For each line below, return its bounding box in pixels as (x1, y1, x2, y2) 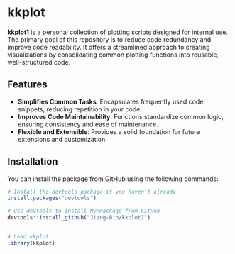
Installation (7, 155, 58, 167)
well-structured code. (7, 57, 71, 66)
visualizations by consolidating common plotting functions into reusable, (7, 50, 219, 59)
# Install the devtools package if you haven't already (7, 188, 176, 195)
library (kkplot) (7, 239, 55, 247)
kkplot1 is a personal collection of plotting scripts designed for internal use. (7, 28, 229, 36)
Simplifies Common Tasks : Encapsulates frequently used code (17, 97, 204, 106)
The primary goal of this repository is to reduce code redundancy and (7, 35, 212, 43)
